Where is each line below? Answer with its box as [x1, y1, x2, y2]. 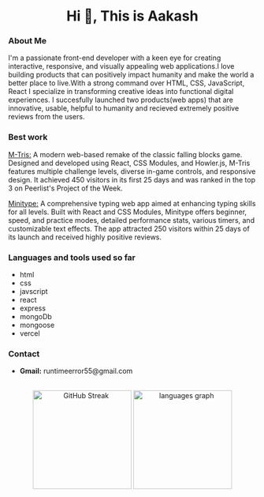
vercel [19, 329, 41, 338]
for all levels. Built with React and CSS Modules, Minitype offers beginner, [8, 207, 247, 216]
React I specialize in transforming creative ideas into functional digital [8, 87, 234, 96]
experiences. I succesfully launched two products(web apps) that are [8, 95, 234, 105]
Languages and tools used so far [8, 252, 136, 263]
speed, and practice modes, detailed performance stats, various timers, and [8, 215, 255, 224]
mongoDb [19, 312, 53, 322]
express [19, 303, 46, 313]
